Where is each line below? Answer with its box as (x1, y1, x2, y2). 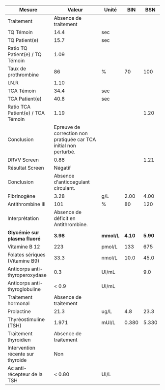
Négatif (54, 165, 71, 171)
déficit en (54, 215, 76, 221)
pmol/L (101, 244, 118, 250)
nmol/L (101, 254, 118, 261)
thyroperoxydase (7, 272, 47, 278)
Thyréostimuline (7, 316, 45, 322)
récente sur (7, 351, 34, 357)
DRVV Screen (7, 156, 39, 163)
